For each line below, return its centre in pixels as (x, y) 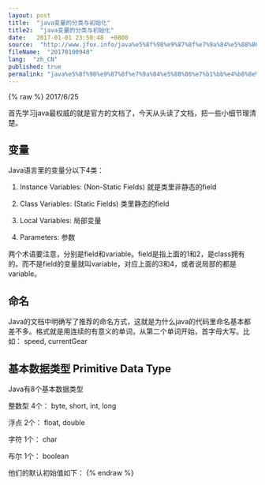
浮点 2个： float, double (47, 423)
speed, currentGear (56, 341)
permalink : (26, 74)
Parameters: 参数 (47, 237)
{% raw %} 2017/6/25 (43, 96)
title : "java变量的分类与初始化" (60, 23)
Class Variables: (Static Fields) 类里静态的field (94, 204)
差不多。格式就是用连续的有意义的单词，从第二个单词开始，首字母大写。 (125, 331)
